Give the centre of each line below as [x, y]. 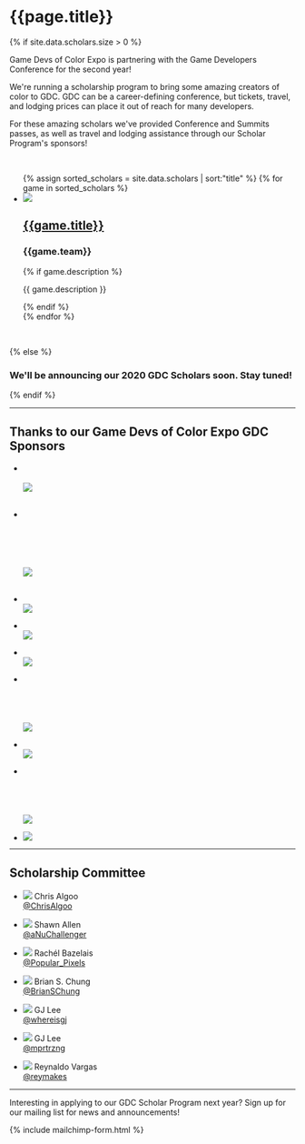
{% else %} [31, 351]
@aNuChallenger [54, 934]
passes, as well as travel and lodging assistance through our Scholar [138, 133]
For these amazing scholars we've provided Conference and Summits [139, 124]
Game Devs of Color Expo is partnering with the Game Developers [133, 59]
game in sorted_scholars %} [75, 187]
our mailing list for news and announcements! [94, 1112]
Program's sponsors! [49, 143]
